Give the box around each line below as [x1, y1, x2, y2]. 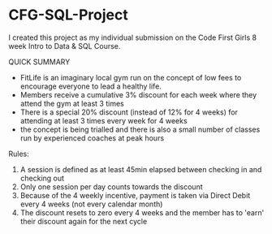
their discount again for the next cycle [19, 216, 148, 226]
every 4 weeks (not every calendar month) [19, 199, 163, 209]
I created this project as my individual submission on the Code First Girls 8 [8, 32, 257, 42]
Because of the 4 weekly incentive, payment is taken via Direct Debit [19, 190, 251, 200]
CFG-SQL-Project [8, 6, 128, 24]
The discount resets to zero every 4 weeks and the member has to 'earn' [19, 207, 265, 217]
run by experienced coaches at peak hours [19, 132, 165, 143]
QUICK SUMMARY [8, 57, 71, 67]
